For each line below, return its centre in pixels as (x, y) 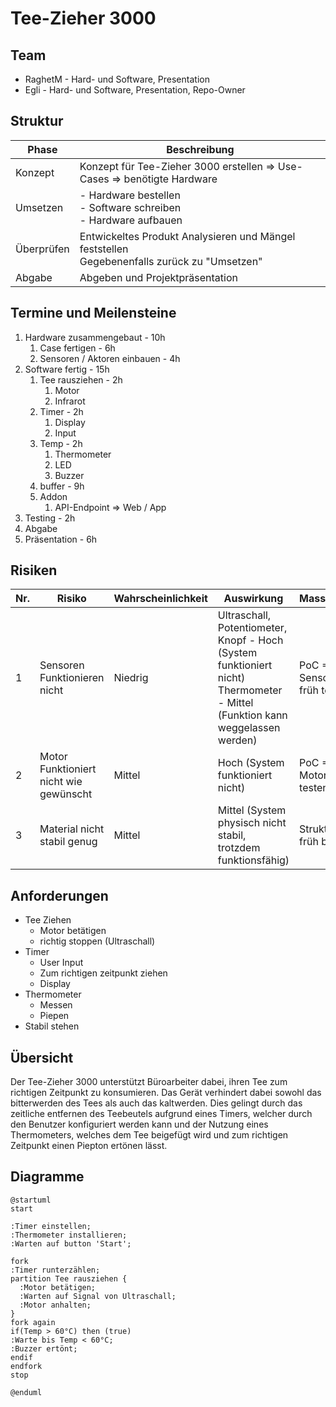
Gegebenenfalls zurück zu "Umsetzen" (171, 261)
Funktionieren (72, 678)
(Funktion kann (252, 715)
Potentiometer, (252, 628)
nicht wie (61, 782)
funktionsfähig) (253, 860)
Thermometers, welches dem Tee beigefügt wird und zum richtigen (149, 1135)
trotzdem (239, 848)
